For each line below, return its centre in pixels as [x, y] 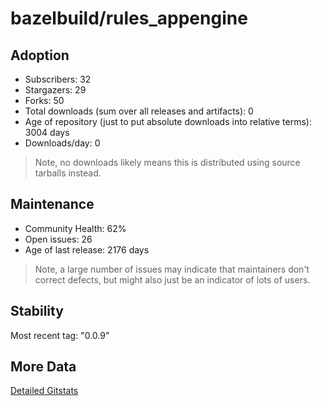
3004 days [47, 132]
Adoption [40, 55]
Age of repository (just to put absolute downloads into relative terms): [168, 121]
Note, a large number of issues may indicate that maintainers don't [172, 269]
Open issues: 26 [58, 239]
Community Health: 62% [75, 228]
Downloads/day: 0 [62, 143]
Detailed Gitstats [44, 391]
